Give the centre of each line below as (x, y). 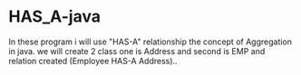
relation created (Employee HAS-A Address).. (93, 61)
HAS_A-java (55, 17)
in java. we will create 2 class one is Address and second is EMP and (137, 51)
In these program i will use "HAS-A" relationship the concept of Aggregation (150, 42)
